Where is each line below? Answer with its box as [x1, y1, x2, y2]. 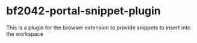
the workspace [6, 30, 43, 37]
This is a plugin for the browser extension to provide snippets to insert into [6, 24, 191, 31]
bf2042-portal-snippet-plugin [6, 4, 161, 18]
